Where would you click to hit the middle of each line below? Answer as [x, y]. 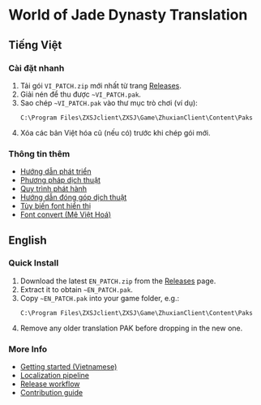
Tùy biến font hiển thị [56, 206]
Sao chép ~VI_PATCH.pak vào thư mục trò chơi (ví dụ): [109, 102]
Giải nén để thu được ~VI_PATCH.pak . [81, 94]
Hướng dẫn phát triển [56, 171]
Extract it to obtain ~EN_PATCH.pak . [77, 289]
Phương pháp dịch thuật [60, 180]
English [28, 240]
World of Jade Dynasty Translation [128, 15]
